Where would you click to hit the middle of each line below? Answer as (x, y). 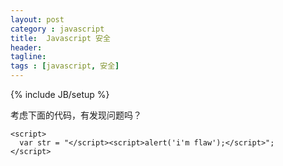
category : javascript (57, 29)
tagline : (28, 57)
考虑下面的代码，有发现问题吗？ (76, 115)
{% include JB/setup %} (60, 94)
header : (26, 47)
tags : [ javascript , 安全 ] (65, 66)
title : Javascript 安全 (60, 38)
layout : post (37, 19)
